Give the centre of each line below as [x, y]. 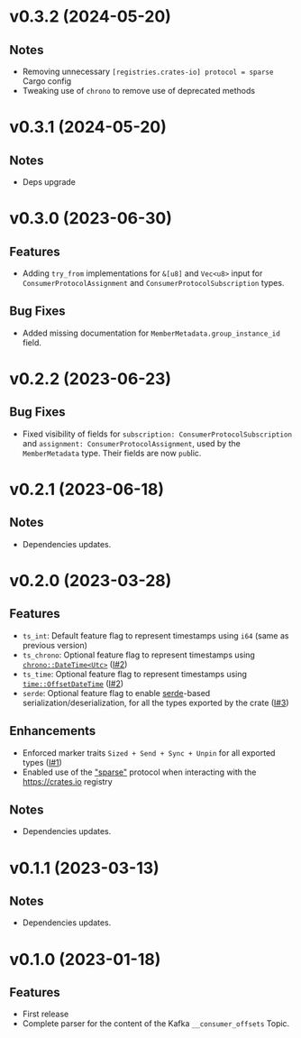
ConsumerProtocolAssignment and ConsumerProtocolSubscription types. [153, 283]
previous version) [55, 645]
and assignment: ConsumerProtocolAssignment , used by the [131, 443]
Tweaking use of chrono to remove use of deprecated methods [138, 91]
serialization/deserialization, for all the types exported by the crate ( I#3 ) [155, 703]
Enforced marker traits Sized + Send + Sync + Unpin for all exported [149, 753]
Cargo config [47, 81]
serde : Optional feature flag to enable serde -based [116, 693]
